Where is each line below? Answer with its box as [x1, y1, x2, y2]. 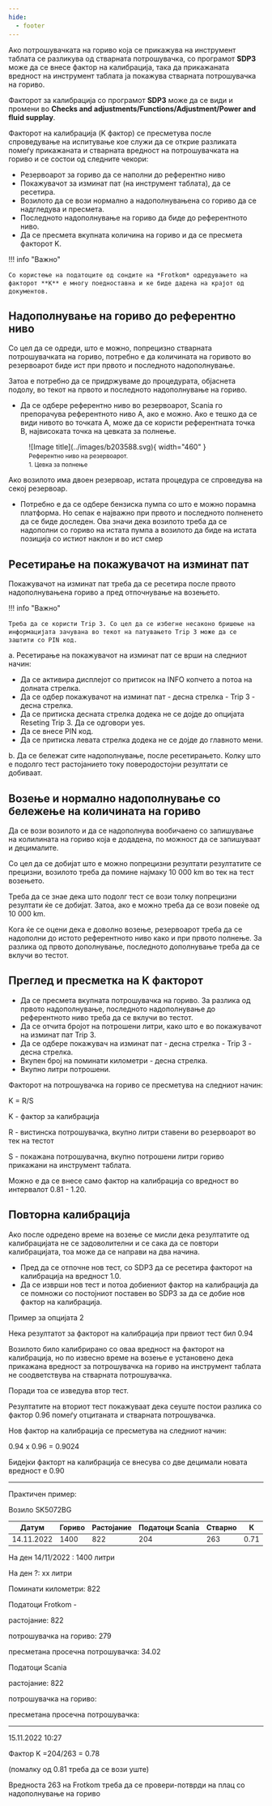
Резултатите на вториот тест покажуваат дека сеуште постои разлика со [8, 1401, 262, 1411]
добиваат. [8, 768, 43, 778]
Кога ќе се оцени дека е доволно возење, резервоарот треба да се [8, 924, 243, 934]
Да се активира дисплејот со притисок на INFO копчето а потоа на [19, 675, 253, 684]
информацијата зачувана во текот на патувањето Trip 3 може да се [8, 628, 237, 637]
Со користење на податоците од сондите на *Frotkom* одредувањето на [8, 271, 249, 279]
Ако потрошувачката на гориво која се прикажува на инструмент [8, 45, 236, 54]
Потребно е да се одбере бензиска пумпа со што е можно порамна [19, 500, 257, 509]
